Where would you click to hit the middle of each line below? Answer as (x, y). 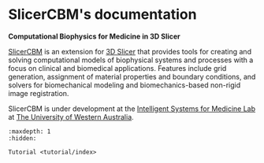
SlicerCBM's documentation (102, 15)
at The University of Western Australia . (71, 117)
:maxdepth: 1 (30, 132)
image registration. (39, 93)
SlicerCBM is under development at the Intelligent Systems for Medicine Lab (132, 109)
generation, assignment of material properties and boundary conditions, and (132, 76)
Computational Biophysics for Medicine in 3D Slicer (95, 36)
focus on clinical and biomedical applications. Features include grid (117, 68)
